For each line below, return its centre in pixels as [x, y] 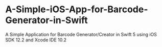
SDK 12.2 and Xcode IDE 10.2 [36, 40]
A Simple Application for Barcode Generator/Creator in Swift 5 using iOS [81, 34]
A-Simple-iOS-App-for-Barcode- [77, 9]
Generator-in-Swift [47, 20]
